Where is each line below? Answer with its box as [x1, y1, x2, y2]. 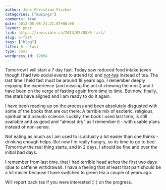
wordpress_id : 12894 [5, 53, 48, 59]
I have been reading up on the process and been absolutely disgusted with [5, 103, 158, 109]
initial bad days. [5, 149, 37, 155]
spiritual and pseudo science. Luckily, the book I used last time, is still [5, 114, 147, 120]
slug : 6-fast [5, 35, 32, 40]
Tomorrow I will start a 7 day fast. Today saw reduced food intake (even [5, 67, 152, 73]
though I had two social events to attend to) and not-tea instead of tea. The [5, 72, 159, 78]
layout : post [5, 26, 32, 31]
